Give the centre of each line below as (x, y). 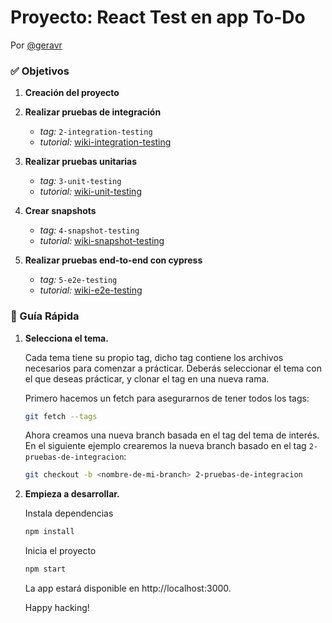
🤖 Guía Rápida (45, 316)
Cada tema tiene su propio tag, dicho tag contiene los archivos (154, 357)
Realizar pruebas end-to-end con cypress (113, 260)
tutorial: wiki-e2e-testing (91, 290)
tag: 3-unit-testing (80, 181)
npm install (49, 532)
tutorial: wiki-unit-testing (90, 192)
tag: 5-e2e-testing (78, 280)
